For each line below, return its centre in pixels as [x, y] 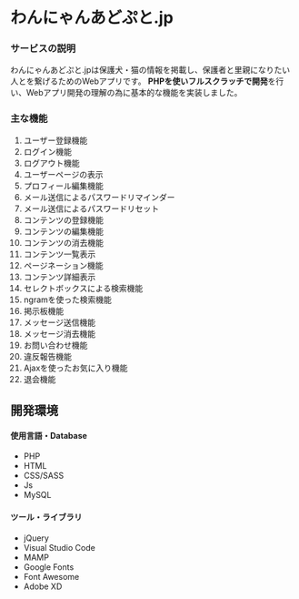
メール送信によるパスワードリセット [91, 208]
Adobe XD [43, 586]
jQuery [36, 538]
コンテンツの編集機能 [63, 231]
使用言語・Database [49, 435]
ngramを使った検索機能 [68, 299]
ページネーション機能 [63, 265]
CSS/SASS [44, 476]
